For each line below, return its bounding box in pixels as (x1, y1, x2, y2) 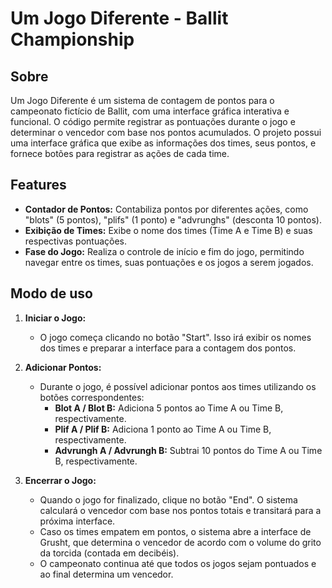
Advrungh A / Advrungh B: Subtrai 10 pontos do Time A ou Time (54, 444, 323, 456)
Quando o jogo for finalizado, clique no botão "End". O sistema (39, 493, 298, 506)
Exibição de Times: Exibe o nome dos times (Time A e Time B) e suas (24, 224, 313, 236)
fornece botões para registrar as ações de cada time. (10, 148, 230, 159)
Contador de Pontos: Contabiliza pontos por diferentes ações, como (24, 203, 309, 215)
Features (10, 177, 67, 194)
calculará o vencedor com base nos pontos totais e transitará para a (39, 504, 322, 516)
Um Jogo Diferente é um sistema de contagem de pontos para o (10, 95, 275, 106)
